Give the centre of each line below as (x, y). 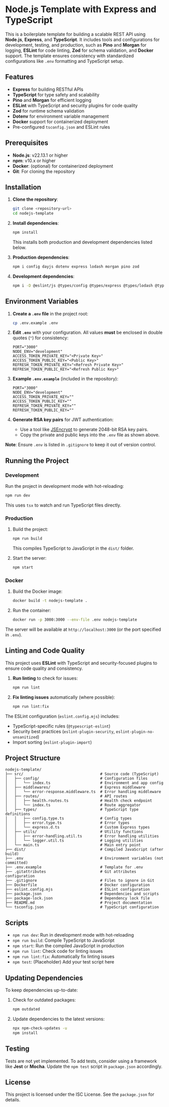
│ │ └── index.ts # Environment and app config (84, 783)
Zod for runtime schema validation (48, 111)
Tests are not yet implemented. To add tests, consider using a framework (81, 1061)
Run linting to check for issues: (45, 678)
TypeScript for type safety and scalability (56, 94)
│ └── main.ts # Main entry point (73, 845)
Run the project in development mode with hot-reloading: (65, 486)
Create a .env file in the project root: (50, 313)
